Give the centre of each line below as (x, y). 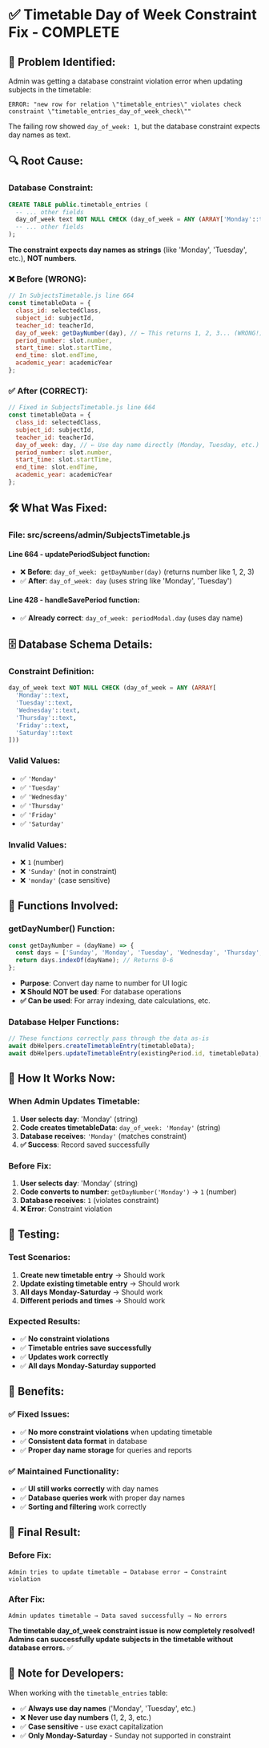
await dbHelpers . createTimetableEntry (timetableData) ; (102, 1046)
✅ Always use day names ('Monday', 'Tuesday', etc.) (108, 1708)
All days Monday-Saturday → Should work (91, 1292)
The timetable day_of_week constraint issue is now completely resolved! (132, 1630)
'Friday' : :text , (42, 725)
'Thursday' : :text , (46, 717)
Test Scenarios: (40, 1258)
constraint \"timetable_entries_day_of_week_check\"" (100, 112)
